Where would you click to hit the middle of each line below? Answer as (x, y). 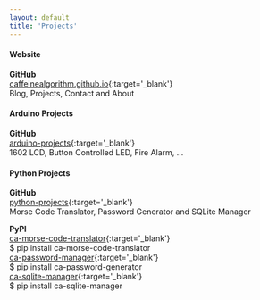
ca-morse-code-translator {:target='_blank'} (90, 238)
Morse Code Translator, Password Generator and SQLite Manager (130, 212)
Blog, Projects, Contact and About (72, 93)
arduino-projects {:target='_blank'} (72, 143)
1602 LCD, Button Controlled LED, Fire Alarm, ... (96, 152)
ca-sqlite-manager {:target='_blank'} (76, 277)
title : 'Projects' (43, 26)
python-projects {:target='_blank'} (71, 203)
